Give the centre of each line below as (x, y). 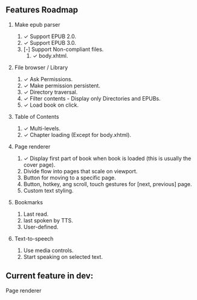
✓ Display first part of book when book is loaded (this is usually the (107, 158)
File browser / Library (41, 67)
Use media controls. (48, 250)
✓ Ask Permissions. (48, 79)
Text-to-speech (34, 238)
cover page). (39, 165)
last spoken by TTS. (48, 220)
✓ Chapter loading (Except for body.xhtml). (77, 135)
